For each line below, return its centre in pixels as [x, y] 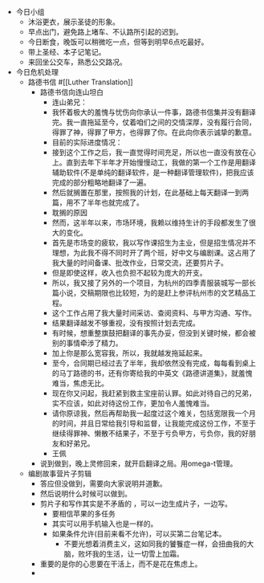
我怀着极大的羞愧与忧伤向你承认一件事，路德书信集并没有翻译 [154, 112]
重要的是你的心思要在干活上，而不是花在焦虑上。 [121, 564]
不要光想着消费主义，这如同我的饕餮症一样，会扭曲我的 [155, 544]
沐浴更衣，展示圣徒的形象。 [74, 22]
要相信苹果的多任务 [84, 514]
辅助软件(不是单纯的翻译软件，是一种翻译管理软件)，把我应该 [153, 172]
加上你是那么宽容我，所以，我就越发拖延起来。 [129, 353]
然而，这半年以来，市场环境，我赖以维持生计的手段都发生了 [150, 222]
